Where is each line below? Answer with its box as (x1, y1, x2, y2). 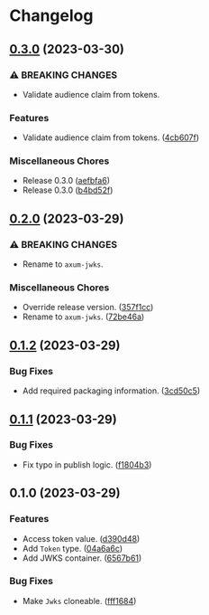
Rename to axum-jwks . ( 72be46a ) (22, 311, 145, 322)
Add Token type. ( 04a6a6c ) (22, 543, 123, 553)
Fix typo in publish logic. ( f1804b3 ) (22, 459, 152, 470)
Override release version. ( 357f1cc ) (22, 302, 154, 313)
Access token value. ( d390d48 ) (22, 533, 141, 544)
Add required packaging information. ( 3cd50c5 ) (22, 385, 201, 396)
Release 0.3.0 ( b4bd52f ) (22, 184, 114, 195)
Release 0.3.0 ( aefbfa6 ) (22, 175, 111, 186)
